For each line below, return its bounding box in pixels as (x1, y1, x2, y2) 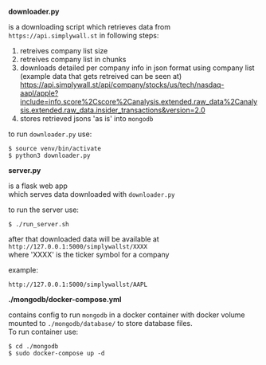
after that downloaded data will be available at (8, 234, 159, 244)
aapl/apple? (19, 88, 59, 98)
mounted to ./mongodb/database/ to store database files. (8, 319, 193, 328)
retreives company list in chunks (19, 55, 127, 64)
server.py (8, 166, 41, 175)
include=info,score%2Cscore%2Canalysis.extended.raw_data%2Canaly (19, 97, 258, 106)
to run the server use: (8, 205, 80, 214)
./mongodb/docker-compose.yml (8, 295, 122, 304)
